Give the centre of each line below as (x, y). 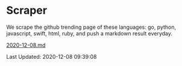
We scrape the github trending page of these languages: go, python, (91, 27)
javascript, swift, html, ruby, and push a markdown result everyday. (89, 33)
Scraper (27, 10)
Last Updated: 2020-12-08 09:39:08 (52, 56)
